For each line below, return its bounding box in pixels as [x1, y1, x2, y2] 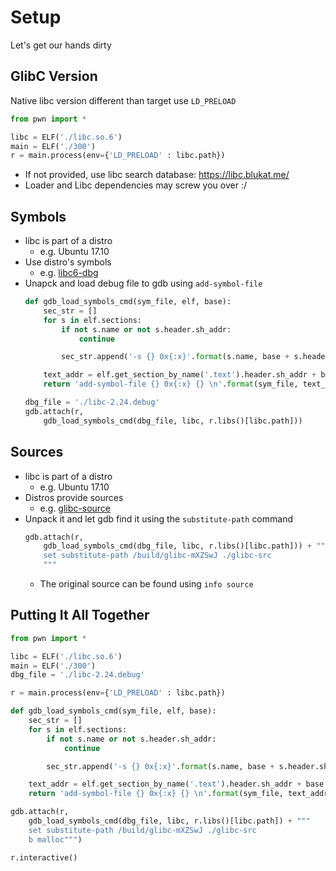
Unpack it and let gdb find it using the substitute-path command [24, 512, 293, 525]
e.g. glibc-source [39, 502, 111, 514]
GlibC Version [10, 68, 98, 85]
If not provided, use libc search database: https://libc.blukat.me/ [24, 169, 290, 181]
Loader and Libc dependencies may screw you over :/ [24, 179, 247, 191]
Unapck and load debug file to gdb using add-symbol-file [24, 277, 263, 290]
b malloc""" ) [28, 834, 83, 845]
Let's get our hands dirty [10, 39, 112, 51]
